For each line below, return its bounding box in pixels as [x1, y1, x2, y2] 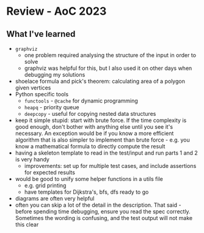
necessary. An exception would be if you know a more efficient [15, 130, 174, 137]
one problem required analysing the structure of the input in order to [24, 52, 197, 59]
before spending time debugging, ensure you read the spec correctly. [15, 208, 191, 215]
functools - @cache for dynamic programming [24, 97, 139, 104]
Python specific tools [15, 91, 69, 97]
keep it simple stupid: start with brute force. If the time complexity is [15, 116, 187, 124]
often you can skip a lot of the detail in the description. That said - [15, 201, 181, 208]
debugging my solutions [24, 71, 86, 78]
